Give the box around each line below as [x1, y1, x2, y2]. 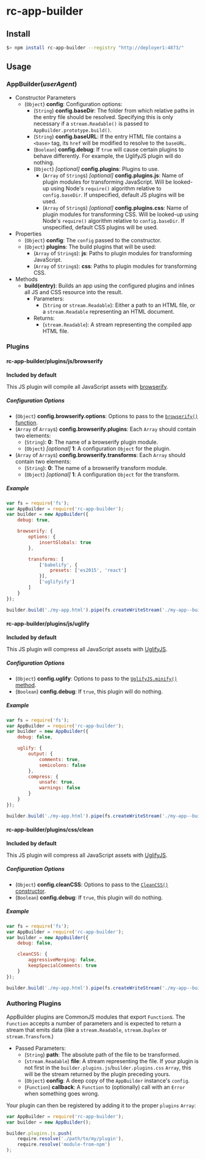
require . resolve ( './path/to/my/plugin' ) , [17, 1136, 124, 1142]
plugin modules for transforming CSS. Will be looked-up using [42, 211, 199, 218]
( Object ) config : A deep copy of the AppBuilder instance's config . [24, 1077, 190, 1084]
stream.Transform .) [6, 1033, 54, 1040]
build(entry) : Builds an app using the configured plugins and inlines [24, 282, 195, 289]
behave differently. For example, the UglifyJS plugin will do [33, 152, 181, 159]
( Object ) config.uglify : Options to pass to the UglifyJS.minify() [15, 674, 178, 682]
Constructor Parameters [15, 93, 76, 101]
